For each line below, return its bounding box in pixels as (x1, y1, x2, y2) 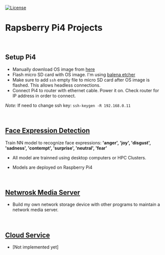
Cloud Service (5, 231, 50, 239)
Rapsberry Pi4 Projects (5, 22, 103, 33)
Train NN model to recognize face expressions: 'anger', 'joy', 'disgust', (5, 139, 151, 145)
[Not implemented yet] (12, 244, 59, 250)
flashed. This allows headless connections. (12, 82, 101, 88)
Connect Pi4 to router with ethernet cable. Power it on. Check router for (12, 87, 159, 93)
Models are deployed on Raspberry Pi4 (12, 164, 93, 170)
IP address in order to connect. (12, 93, 76, 99)
